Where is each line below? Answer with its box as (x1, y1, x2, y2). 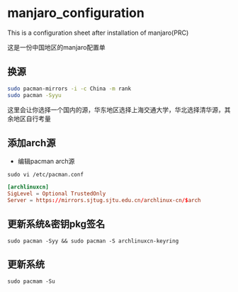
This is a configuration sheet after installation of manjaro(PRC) (7, 28, 189, 37)
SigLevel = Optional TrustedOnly (7, 190, 106, 198)
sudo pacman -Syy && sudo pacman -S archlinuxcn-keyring (7, 237, 179, 245)
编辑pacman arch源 (17, 157, 75, 166)
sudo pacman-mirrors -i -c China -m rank (7, 85, 132, 92)
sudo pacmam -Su (7, 278, 55, 285)
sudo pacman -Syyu (7, 91, 62, 99)
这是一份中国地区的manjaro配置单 (7, 43, 106, 51)
